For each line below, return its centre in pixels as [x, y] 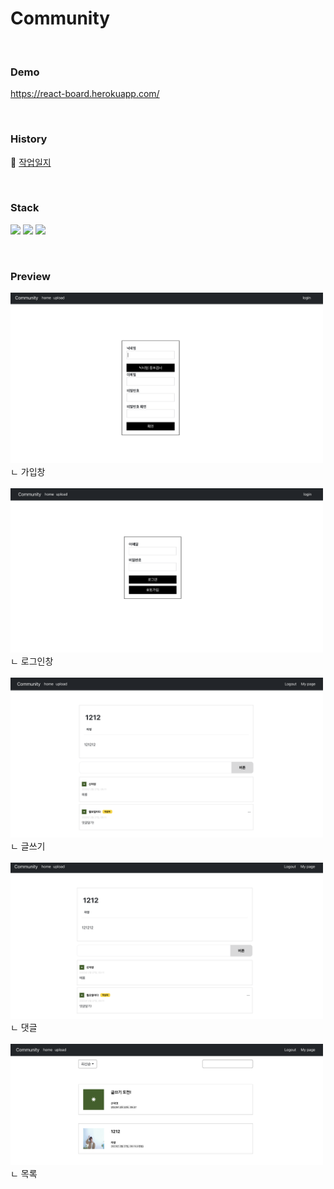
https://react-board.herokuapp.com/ [85, 94]
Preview [30, 276]
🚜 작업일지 [31, 162]
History [29, 139]
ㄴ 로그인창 [32, 661]
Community [60, 18]
